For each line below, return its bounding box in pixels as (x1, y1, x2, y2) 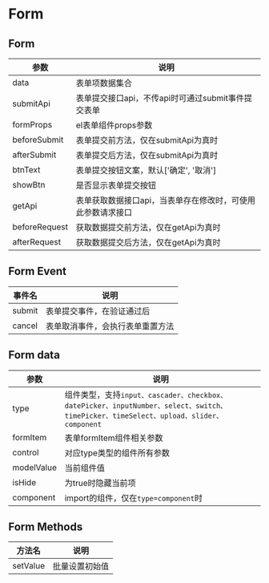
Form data (8, 348, 60, 362)
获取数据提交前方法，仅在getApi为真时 (75, 222, 222, 233)
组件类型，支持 (64, 389, 122, 400)
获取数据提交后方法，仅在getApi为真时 (75, 237, 222, 248)
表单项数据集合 (75, 78, 132, 88)
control (12, 447, 39, 458)
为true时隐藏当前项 (64, 477, 136, 488)
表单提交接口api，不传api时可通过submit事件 (75, 93, 245, 103)
